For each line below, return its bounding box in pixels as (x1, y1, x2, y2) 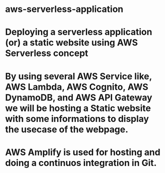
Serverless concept (5, 47, 89, 59)
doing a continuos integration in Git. (5, 157, 157, 168)
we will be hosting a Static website (5, 102, 151, 113)
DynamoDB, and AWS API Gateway (5, 91, 153, 103)
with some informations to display (5, 113, 149, 124)
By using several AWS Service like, (5, 70, 152, 82)
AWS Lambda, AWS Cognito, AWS (5, 81, 149, 92)
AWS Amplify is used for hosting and (5, 146, 161, 158)
